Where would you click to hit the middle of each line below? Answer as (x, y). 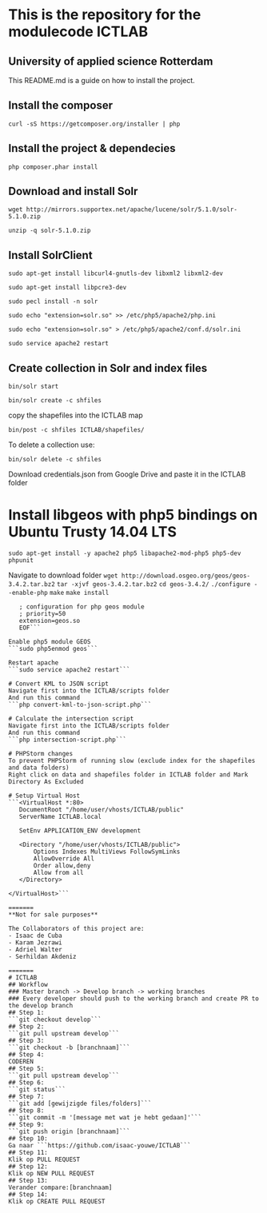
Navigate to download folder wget (63, 575)
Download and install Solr (73, 192)
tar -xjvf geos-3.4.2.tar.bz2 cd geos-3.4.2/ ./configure (154, 585)
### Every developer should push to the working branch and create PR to (134, 999)
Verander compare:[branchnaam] (60, 1187)
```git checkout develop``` (55, 1019)
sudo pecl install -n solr (53, 301)
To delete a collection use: (52, 445)
